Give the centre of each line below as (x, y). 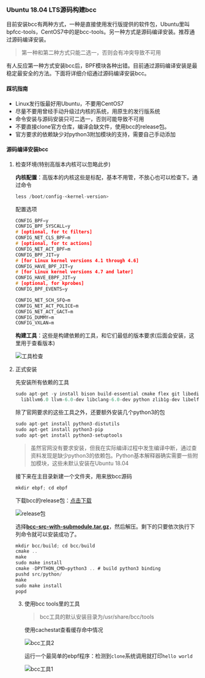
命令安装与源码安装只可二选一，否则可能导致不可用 (80, 119)
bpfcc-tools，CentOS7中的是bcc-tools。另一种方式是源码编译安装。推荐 (98, 32)
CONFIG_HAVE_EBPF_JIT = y (46, 278)
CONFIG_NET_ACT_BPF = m (43, 249)
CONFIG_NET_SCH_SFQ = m (43, 300)
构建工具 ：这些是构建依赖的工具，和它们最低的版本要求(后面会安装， (102, 335)
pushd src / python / (39, 574)
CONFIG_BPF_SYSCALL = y (43, 226)
